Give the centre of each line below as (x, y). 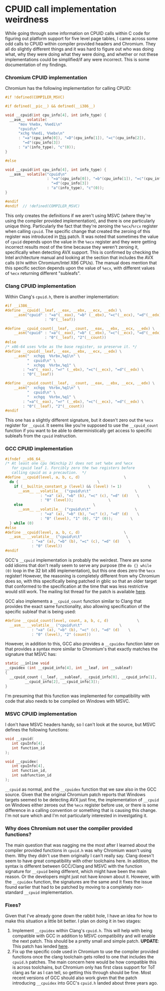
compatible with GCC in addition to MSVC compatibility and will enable (84, 936)
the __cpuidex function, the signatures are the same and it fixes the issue (79, 882)
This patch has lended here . (41, 947)
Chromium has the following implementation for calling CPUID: (68, 88)
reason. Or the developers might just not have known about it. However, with (82, 877)
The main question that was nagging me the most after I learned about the (80, 845)
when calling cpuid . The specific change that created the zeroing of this (78, 231)
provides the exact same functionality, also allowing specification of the (78, 606)
